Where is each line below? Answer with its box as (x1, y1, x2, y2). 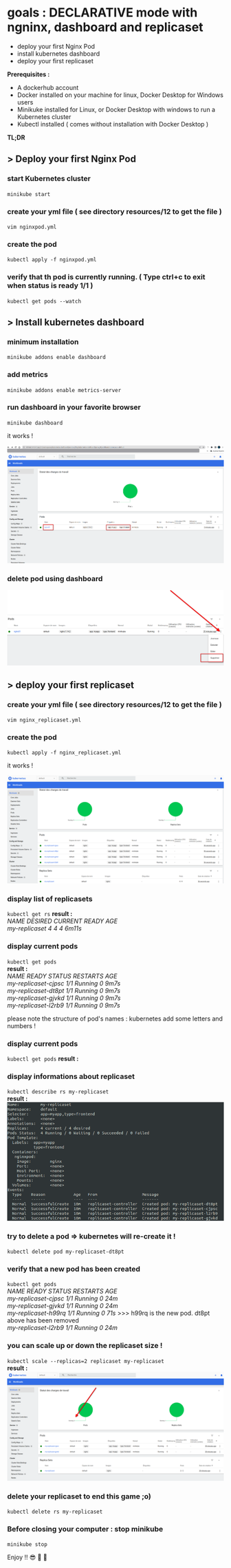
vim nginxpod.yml (7, 224, 57, 230)
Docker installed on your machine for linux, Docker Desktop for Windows (16, 91, 223, 99)
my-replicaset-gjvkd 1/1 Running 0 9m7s (7, 994, 121, 1002)
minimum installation (7, 337, 79, 347)
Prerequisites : (7, 70, 50, 78)
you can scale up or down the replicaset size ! (7, 1341, 163, 1351)
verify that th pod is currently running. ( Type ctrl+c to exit (7, 272, 206, 282)
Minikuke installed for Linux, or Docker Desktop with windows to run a (16, 105, 215, 113)
